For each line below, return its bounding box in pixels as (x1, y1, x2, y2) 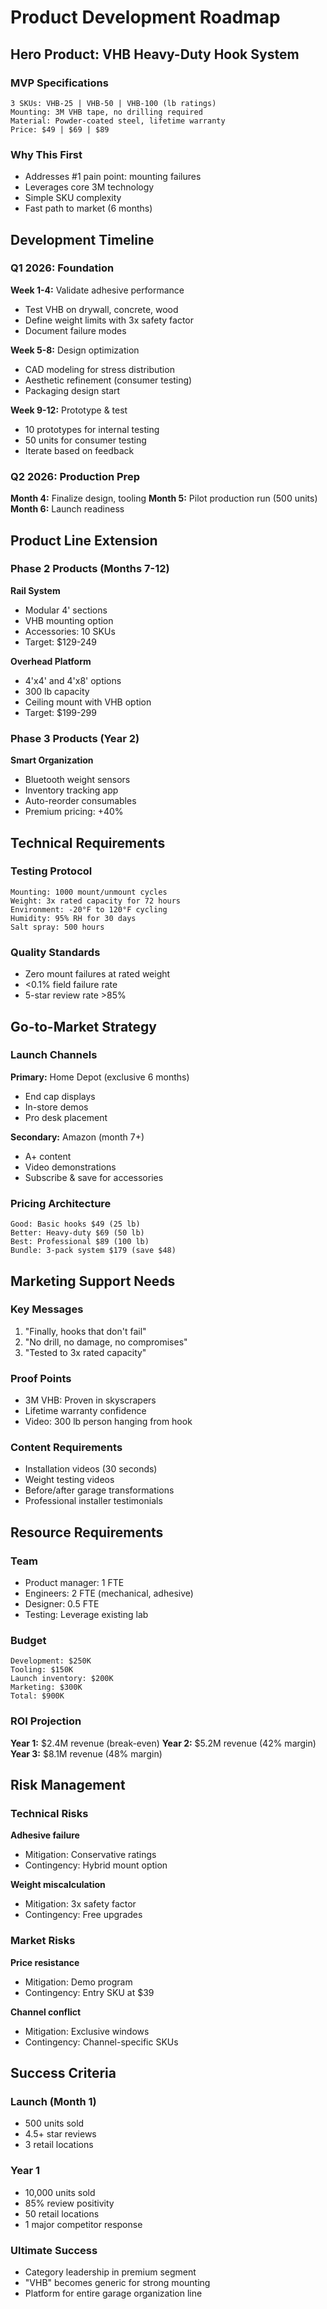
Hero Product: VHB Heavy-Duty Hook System (10, 46, 300, 63)
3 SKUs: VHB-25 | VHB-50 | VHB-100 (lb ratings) (10, 98, 217, 108)
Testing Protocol (10, 864, 93, 878)
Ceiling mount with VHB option (24, 696, 152, 708)
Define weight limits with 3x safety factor (24, 314, 194, 326)
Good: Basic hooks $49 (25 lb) (10, 1219, 141, 1230)
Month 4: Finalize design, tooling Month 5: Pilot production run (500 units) (10, 492, 318, 505)
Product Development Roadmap (10, 6, 281, 29)
